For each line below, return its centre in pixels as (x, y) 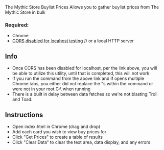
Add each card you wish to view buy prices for (59, 131)
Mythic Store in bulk (25, 12)
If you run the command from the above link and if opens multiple (78, 78)
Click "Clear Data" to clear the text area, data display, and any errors (81, 142)
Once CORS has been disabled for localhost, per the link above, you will (85, 68)
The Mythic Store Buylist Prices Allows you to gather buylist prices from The (82, 7)
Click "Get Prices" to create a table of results (57, 137)
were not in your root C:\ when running (51, 89)
